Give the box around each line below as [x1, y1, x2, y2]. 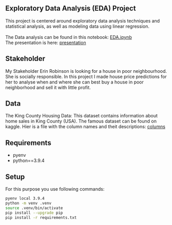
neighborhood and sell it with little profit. [5, 84, 91, 90]
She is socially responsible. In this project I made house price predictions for [5, 73, 167, 79]
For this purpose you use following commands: [5, 186, 105, 192]
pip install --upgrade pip [5, 210, 63, 215]
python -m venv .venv [5, 200, 52, 206]
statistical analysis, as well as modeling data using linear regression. [5, 23, 150, 29]
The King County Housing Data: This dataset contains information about [5, 113, 158, 119]
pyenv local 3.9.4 [5, 196, 45, 201]
